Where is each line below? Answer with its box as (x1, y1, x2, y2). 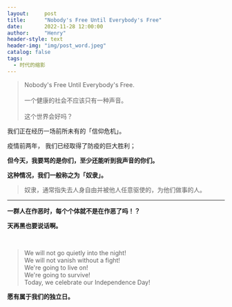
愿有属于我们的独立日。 (7, 292, 74, 301)
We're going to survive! (23, 270, 91, 279)
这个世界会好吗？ (23, 112, 73, 120)
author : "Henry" (7, 29, 67, 37)
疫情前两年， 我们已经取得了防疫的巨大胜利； (7, 141, 136, 149)
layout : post (7, 10, 57, 17)
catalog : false (7, 49, 51, 56)
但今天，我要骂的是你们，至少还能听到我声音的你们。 (7, 156, 159, 165)
